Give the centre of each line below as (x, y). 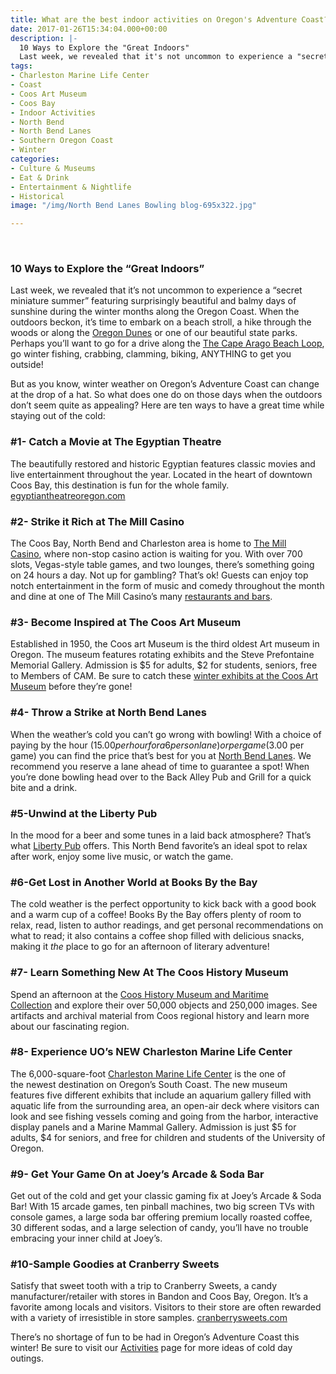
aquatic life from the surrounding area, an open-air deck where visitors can (165, 1105)
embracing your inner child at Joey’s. (86, 1238)
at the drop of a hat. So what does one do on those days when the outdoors (166, 395)
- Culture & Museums (53, 168)
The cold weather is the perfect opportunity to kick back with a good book (163, 904)
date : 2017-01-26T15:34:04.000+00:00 (89, 29)
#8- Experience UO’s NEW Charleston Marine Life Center (151, 1052)
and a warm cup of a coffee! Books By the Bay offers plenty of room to (156, 915)
